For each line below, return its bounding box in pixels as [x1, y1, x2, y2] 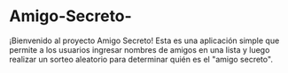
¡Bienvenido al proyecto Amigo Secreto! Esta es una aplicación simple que [9, 35, 280, 46]
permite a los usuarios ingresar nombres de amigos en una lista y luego [9, 44, 270, 55]
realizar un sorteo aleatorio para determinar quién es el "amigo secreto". [9, 54, 273, 64]
